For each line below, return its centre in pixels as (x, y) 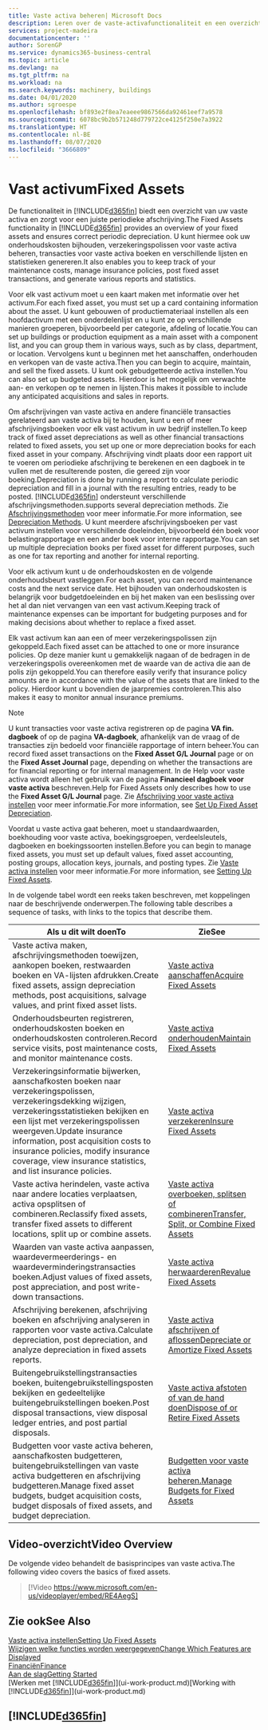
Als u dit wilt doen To (86, 932)
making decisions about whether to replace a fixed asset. (102, 622)
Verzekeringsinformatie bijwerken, (77, 1072)
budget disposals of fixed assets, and (83, 1505)
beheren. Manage (200, 1481)
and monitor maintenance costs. (73, 1058)
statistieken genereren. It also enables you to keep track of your (112, 262)
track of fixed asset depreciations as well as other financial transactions (126, 437)
